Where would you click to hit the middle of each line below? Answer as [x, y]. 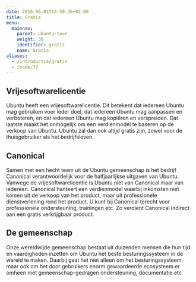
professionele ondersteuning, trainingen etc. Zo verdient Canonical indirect [98, 208]
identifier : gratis [41, 45]
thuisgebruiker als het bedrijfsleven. [50, 137]
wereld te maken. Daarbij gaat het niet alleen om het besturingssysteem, [95, 260]
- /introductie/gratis [39, 61]
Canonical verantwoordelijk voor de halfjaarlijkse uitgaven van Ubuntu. [93, 176]
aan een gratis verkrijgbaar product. [50, 214]
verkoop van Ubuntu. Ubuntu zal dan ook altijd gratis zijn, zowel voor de [94, 131]
